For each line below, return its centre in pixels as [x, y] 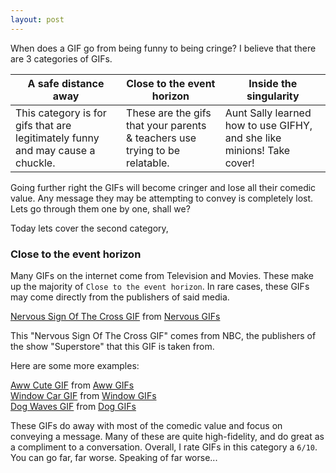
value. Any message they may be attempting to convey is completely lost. [162, 198]
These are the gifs [169, 113]
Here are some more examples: [75, 365]
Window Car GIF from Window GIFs [83, 395]
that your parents [166, 125]
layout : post [37, 19]
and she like [253, 138]
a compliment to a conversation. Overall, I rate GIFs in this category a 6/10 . [164, 447]
